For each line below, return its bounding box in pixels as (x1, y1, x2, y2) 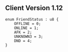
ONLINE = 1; (14, 26, 39, 30)
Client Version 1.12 (5, 4, 63, 12)
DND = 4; (14, 38, 32, 43)
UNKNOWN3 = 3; (14, 34, 43, 39)
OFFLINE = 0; (14, 21, 41, 26)
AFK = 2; (14, 29, 32, 35)
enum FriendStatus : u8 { (5, 17, 59, 22)
